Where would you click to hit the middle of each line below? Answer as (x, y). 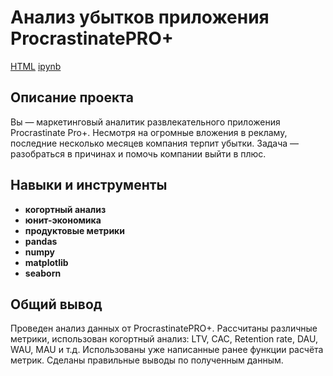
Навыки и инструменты (89, 185)
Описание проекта (72, 97)
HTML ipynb (36, 66)
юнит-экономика (63, 220)
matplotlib (46, 262)
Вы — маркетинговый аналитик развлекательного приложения (145, 122)
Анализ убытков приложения (140, 17)
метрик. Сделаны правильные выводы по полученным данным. (147, 360)
